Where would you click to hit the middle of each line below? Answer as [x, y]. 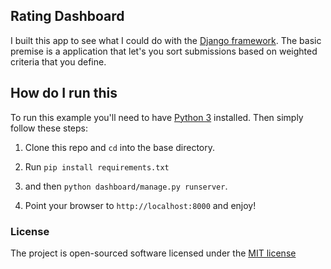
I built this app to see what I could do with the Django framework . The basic [166, 40]
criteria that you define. [58, 61]
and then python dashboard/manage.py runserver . [126, 186]
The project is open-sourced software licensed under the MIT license [153, 253]
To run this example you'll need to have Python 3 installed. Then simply [157, 117]
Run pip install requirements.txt [97, 166]
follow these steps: [49, 128]
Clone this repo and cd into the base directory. [120, 147]
